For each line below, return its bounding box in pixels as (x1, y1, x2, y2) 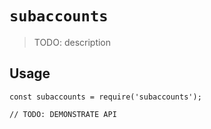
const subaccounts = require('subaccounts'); (9, 92, 202, 102)
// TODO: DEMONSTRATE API (9, 109, 117, 119)
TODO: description (33, 36, 112, 48)
